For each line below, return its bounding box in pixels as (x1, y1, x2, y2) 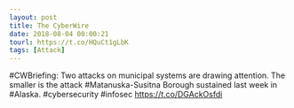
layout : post (9, 12, 58, 22)
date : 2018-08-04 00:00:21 (9, 29, 109, 38)
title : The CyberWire (9, 21, 90, 30)
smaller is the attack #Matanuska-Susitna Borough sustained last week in (9, 80, 278, 90)
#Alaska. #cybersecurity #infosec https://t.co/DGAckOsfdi (9, 89, 223, 100)
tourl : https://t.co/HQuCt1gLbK (9, 37, 129, 47)
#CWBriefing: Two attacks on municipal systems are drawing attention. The (9, 70, 286, 81)
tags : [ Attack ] (9, 46, 66, 55)
